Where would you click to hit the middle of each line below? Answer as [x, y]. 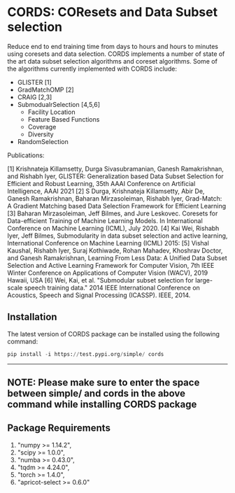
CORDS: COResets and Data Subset [113, 12]
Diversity [41, 134]
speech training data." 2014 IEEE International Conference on [112, 287]
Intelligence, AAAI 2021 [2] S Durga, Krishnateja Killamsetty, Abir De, [106, 191]
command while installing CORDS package [102, 405]
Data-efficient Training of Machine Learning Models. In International [105, 220]
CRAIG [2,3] [35, 97]
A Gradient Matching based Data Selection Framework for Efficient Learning [117, 206]
